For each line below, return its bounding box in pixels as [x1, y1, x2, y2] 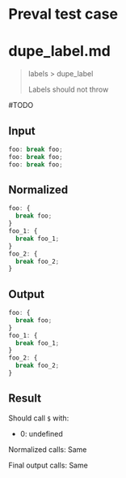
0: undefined [19, 428, 63, 438]
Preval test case [8, 5, 119, 24]
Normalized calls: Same [8, 444, 87, 454]
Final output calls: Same [8, 460, 89, 470]
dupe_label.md [8, 42, 111, 61]
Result [8, 391, 42, 406]
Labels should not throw [27, 84, 109, 94]
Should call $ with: [8, 413, 69, 423]
